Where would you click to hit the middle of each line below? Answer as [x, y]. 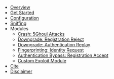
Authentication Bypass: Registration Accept [63, 55]
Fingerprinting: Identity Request [51, 50]
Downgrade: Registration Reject [51, 39]
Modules [19, 29]
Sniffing [18, 23]
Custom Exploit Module [42, 61]
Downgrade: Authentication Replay [54, 45]
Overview [20, 7]
